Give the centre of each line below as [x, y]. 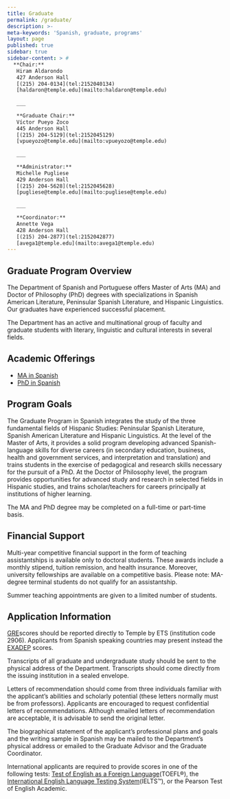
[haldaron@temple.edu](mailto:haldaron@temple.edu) [92, 90]
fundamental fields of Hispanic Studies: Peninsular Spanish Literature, [106, 428]
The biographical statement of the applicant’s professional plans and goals [113, 732]
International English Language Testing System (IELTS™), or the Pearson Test [115, 781]
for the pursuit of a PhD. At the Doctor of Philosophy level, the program [107, 472]
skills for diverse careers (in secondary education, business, [120, 450]
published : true [30, 45]
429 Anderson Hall [43, 179]
